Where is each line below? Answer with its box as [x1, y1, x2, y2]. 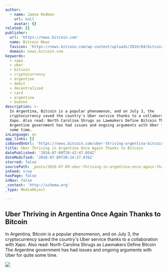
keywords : [5, 53, 26, 59]
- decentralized [9, 85, 43, 91]
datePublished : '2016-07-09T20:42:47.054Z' [5, 150, 97, 155]
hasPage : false [5, 173, 37, 179]
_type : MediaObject [5, 187, 46, 192]
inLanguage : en [5, 132, 37, 137]
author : [5, 7, 21, 12]
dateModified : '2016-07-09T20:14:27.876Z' [5, 155, 94, 160]
